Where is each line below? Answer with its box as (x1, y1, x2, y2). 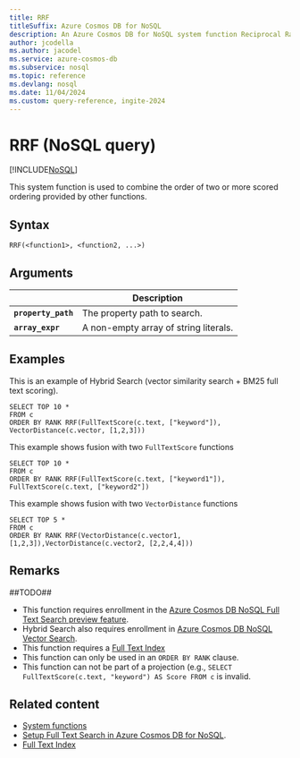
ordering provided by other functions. (9, 192, 147, 202)
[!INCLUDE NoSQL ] (9, 165, 79, 175)
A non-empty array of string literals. (81, 321, 234, 334)
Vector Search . (21, 633, 78, 643)
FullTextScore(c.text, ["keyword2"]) (9, 482, 150, 491)
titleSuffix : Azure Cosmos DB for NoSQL (9, 21, 162, 30)
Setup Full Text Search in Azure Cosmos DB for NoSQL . (21, 730, 227, 741)
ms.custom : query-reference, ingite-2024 (9, 96, 166, 106)
